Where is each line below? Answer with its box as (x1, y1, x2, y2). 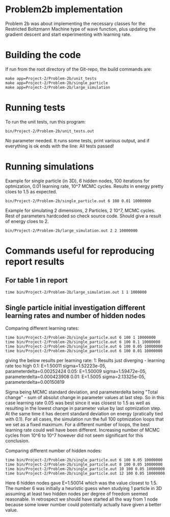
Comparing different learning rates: (5, 325, 79, 331)
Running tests (5, 102, 66, 113)
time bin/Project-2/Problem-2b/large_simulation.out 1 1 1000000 (5, 289, 147, 294)
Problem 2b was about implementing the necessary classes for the (5, 20, 146, 27)
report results (5, 256, 65, 267)
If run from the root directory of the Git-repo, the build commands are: (5, 66, 152, 72)
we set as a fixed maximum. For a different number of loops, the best (5, 421, 150, 427)
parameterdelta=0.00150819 (5, 379, 65, 385)
